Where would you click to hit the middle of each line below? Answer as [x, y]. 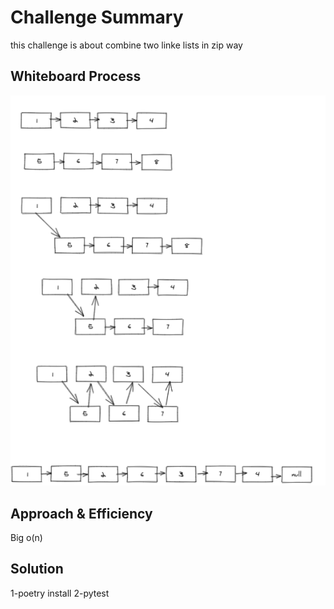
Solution [37, 569]
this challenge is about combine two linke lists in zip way [126, 45]
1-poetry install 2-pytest [60, 593]
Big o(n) [26, 537]
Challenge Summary [97, 17]
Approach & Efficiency [81, 513]
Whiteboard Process [76, 76]
